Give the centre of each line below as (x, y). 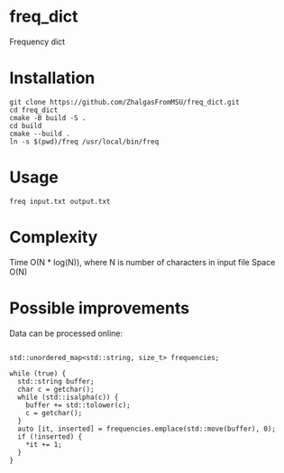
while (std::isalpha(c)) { (68, 397)
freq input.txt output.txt (60, 201)
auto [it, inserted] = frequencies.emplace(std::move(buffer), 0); (147, 429)
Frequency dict (37, 42)
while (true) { (38, 373)
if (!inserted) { (50, 436)
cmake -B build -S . (48, 118)
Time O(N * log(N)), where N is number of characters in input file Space (142, 262)
